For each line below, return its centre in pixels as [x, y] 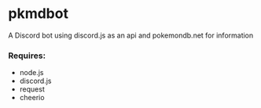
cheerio [32, 98]
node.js [32, 73]
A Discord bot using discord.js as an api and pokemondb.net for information [131, 35]
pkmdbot [39, 14]
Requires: [27, 56]
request [32, 89]
